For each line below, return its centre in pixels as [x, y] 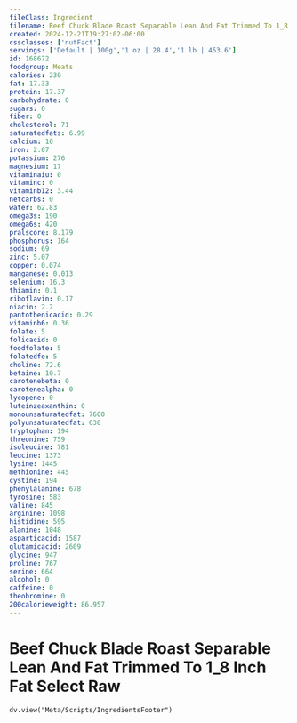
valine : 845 [31, 505]
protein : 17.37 [37, 92]
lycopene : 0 [31, 398]
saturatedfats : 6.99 [48, 133]
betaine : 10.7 [36, 373]
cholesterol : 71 [39, 125]
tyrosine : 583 [36, 497]
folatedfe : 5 [33, 357]
